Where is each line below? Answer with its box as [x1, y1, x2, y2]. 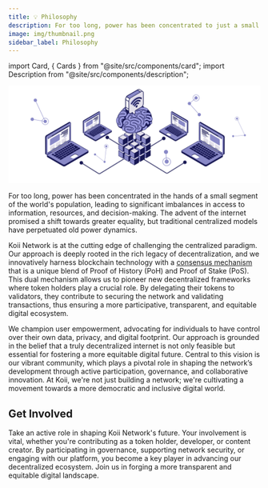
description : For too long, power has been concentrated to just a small [8, 21, 260, 30]
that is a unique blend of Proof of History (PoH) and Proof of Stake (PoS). [8, 266, 250, 276]
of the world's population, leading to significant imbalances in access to [8, 200, 246, 210]
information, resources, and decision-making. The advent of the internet [8, 208, 246, 218]
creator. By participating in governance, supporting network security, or [8, 445, 245, 454]
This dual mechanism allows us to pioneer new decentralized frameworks [8, 274, 251, 284]
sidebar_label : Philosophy [8, 38, 98, 46]
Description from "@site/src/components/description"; [8, 70, 190, 79]
